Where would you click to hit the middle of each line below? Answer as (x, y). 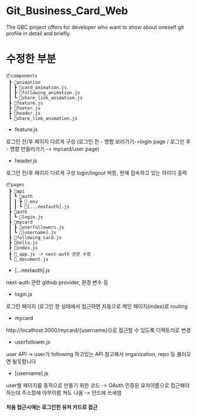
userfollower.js (32, 342)
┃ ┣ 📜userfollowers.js (36, 227)
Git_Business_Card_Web (67, 11)
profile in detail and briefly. (39, 33)
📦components (22, 76)
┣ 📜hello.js (23, 242)
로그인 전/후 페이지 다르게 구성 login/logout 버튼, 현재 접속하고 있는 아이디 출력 (96, 172)
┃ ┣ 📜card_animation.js (38, 87)
